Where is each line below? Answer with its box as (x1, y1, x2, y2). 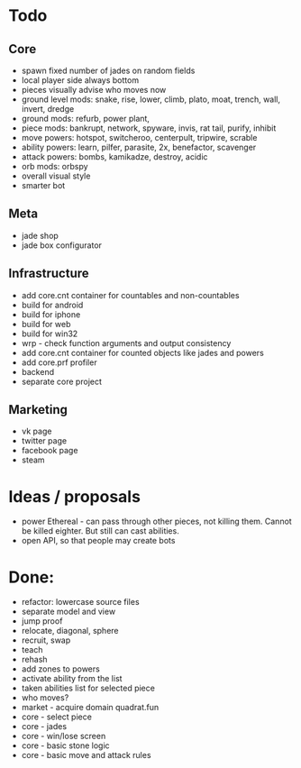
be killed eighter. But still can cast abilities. (21, 526, 179, 536)
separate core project (21, 376, 103, 387)
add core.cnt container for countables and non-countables (21, 289, 240, 300)
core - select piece (21, 711, 92, 722)
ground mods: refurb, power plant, (21, 114, 150, 123)
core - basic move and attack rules (21, 750, 151, 761)
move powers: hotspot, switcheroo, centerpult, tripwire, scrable (21, 133, 258, 142)
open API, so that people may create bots (21, 535, 176, 546)
